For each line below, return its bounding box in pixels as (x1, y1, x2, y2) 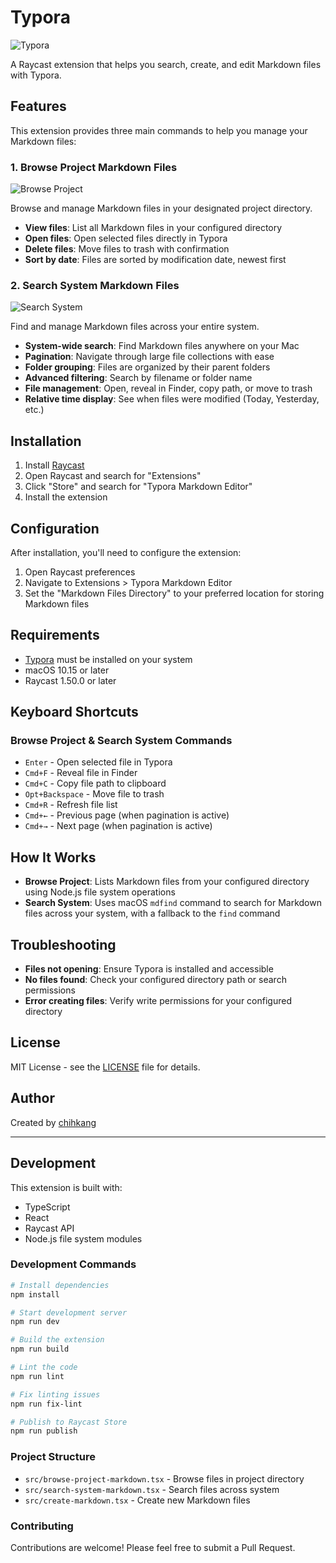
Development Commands (10, 1257, 137, 1271)
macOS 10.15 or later (24, 664, 110, 676)
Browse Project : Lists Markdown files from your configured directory (24, 876, 310, 888)
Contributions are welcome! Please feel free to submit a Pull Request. (10, 1541, 296, 1553)
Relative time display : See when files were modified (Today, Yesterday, (24, 393, 320, 405)
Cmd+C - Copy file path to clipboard (24, 777, 167, 790)
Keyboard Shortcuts (10, 704, 139, 721)
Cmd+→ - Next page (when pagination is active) (24, 820, 213, 832)
